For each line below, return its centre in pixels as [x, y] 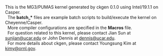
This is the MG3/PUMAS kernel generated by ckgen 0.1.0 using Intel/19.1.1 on [82, 7]
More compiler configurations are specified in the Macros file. [70, 28]
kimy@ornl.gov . [21, 48]
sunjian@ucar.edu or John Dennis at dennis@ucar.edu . [60, 38]
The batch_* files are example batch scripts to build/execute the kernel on [82, 17]
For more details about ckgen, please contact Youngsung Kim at [72, 43]
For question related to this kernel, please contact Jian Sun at [69, 33]
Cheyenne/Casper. [24, 22]
